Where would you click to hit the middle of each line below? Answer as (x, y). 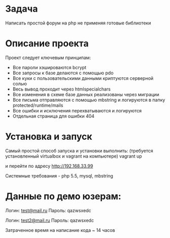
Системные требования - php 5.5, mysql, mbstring (59, 175)
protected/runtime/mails (38, 105)
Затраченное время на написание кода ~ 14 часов (60, 230)
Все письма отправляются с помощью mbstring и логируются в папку (89, 100)
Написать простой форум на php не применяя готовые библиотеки (78, 23)
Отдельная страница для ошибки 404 (54, 116)
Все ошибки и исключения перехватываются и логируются (77, 110)
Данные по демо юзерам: (63, 196)
